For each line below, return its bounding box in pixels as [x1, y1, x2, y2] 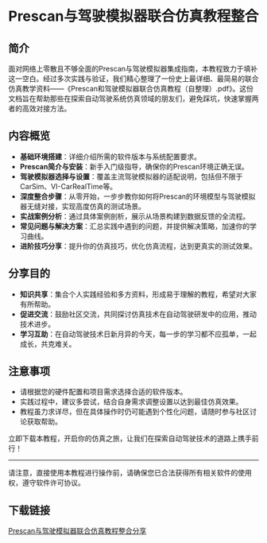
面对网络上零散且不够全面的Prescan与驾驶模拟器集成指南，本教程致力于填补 [8, 64, 258, 73]
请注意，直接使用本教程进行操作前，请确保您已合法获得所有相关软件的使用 [8, 468, 252, 478]
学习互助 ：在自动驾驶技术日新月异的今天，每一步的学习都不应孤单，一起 [19, 329, 257, 339]
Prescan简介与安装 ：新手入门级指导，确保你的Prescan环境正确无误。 [19, 161, 249, 171]
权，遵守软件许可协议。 [8, 478, 85, 487]
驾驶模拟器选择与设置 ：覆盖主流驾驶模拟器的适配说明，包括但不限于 [19, 172, 243, 181]
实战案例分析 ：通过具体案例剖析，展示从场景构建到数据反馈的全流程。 [19, 211, 250, 221]
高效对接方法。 [21, 104, 72, 113]
